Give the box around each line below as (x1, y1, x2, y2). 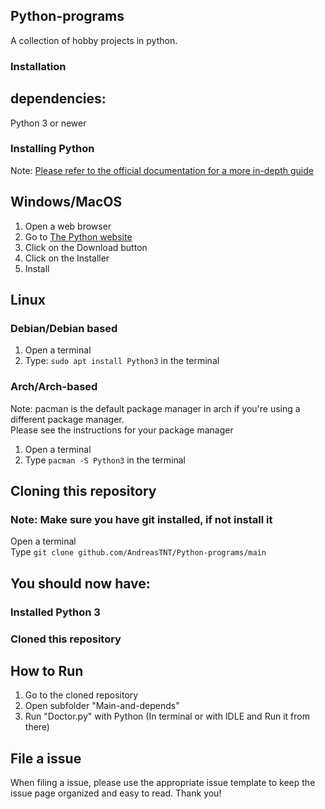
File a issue (10, 750, 82, 767)
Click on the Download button (24, 241, 148, 253)
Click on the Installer (24, 252, 110, 264)
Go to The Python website (24, 230, 133, 243)
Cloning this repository (10, 483, 157, 500)
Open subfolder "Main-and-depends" (24, 700, 180, 712)
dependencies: (10, 90, 107, 108)
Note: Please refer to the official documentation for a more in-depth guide (10, 164, 314, 176)
